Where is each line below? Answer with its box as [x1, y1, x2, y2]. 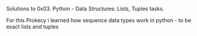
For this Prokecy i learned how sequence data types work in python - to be [6, 17, 192, 23]
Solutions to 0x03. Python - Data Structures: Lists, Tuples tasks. [6, 5, 165, 12]
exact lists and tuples [6, 23, 59, 30]
